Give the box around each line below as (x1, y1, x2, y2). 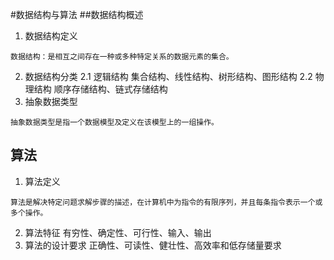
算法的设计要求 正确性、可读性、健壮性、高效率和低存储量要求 (24, 239, 282, 251)
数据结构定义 (24, 30, 78, 42)
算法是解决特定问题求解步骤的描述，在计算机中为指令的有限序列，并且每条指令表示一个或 (10, 197, 323, 207)
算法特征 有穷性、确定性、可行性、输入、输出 (24, 226, 212, 238)
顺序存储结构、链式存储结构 (53, 83, 168, 95)
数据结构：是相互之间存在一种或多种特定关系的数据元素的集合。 (10, 52, 234, 62)
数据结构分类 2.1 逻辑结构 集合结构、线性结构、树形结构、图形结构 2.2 (24, 71, 313, 82)
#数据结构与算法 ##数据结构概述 (10, 9, 144, 20)
